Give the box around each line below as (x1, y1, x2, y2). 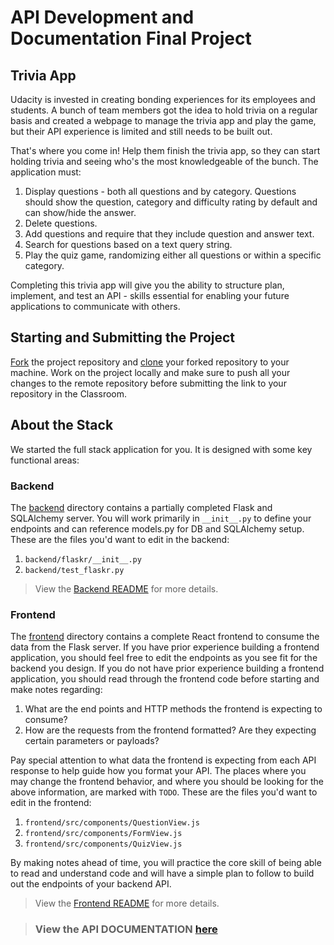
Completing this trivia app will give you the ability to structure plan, (10, 279, 285, 291)
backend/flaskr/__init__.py (24, 554, 142, 565)
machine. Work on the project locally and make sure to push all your (10, 366, 291, 378)
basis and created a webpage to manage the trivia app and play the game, (10, 115, 317, 126)
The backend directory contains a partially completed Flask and (10, 501, 273, 513)
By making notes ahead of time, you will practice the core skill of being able (10, 857, 322, 869)
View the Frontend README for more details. (34, 897, 220, 910)
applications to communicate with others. (10, 301, 181, 312)
